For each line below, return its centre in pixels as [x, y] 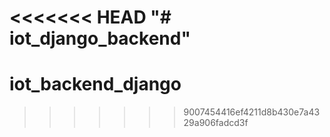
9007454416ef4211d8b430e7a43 [252, 112]
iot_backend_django [95, 84]
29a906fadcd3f [216, 123]
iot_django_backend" [100, 38]
